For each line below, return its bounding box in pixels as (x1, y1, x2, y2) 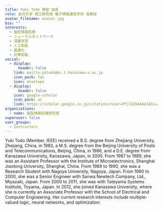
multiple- (129, 194, 148, 200)
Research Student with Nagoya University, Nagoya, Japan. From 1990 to (5, 168, 149, 175)
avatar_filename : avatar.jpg (5, 16, 64, 21)
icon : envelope (14, 79, 45, 84)
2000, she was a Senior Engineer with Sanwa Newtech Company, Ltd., (5, 174, 146, 179)
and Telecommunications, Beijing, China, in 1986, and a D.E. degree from (5, 148, 150, 154)
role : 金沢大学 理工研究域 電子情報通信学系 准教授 (5, 12, 97, 16)
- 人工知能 (9, 43, 29, 48)
